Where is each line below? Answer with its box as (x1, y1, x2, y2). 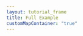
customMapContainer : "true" (6, 20, 78, 26)
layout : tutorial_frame (6, 9, 67, 15)
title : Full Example (6, 15, 59, 21)
